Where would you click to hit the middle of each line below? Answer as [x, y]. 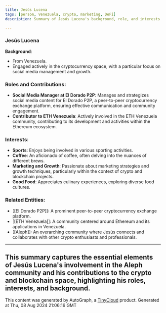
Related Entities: [25, 200]
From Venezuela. [29, 61]
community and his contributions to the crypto [78, 273]
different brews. [28, 161]
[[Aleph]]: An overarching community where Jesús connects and [78, 232]
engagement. [26, 111]
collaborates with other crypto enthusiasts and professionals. [75, 237]
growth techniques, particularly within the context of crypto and [77, 171]
